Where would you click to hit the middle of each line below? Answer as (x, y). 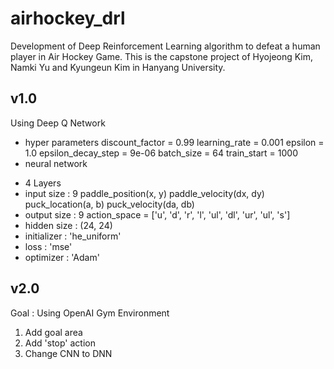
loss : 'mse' (48, 246)
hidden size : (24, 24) (68, 225)
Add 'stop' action (60, 343)
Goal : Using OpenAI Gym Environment (90, 313)
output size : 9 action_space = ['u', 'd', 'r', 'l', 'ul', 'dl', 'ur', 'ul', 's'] (157, 214)
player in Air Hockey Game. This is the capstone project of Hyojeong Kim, (162, 56)
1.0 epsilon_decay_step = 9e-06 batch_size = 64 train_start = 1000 (161, 153)
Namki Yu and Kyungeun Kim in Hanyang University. (118, 67)
